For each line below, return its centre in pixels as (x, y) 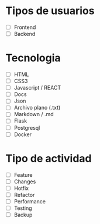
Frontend (25, 27)
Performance (30, 201)
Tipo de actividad (49, 158)
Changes (25, 182)
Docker (23, 134)
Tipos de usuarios (50, 11)
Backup (23, 215)
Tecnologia (33, 58)
